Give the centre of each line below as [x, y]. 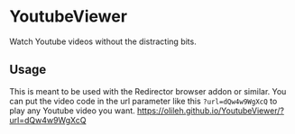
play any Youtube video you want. [72, 111]
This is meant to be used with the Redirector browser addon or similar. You [148, 91]
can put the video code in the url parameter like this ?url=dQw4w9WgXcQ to [143, 101]
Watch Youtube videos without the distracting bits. [103, 41]
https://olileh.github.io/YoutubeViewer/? [210, 111]
